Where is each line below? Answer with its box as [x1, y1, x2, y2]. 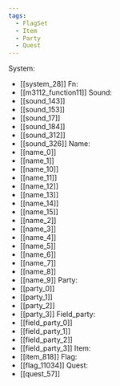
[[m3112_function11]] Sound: [19, 87, 113, 97]
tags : [8, 11, 26, 20]
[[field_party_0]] [19, 318, 74, 327]
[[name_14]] [19, 198, 59, 209]
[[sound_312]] [19, 130, 66, 140]
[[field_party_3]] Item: [19, 343, 91, 353]
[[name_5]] [19, 242, 56, 251]
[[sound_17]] [19, 113, 61, 123]
